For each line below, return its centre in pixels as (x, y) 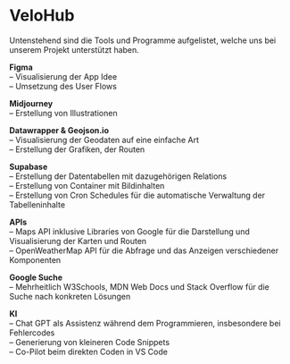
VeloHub (42, 16)
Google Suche (36, 277)
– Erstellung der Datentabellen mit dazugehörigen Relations (118, 176)
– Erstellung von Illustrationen (63, 113)
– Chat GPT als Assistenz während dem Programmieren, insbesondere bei (145, 323)
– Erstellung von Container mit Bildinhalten (87, 185)
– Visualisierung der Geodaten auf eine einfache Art (104, 140)
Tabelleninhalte (37, 204)
